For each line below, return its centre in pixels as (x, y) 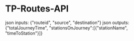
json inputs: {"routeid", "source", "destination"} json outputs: (67, 22)
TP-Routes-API (37, 9)
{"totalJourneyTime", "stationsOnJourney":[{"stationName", (67, 27)
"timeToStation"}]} (24, 33)
